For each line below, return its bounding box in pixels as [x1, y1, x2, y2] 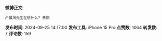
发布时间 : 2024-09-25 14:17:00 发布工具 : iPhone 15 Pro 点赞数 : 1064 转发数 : [5, 24, 158, 30]
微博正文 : [5, 5, 24, 10]
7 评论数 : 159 [5, 31, 31, 36]
